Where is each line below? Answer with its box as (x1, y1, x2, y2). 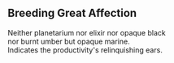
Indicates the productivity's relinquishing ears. (7, 44, 163, 55)
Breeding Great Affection (7, 6, 137, 20)
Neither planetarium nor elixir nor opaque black (7, 27, 166, 37)
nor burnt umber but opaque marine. (7, 36, 131, 46)
